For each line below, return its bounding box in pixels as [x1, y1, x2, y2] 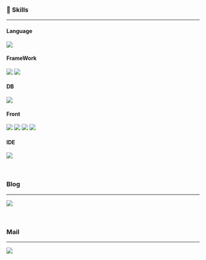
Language [6, 27, 32, 34]
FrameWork [6, 54, 37, 62]
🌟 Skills [6, 6, 29, 14]
